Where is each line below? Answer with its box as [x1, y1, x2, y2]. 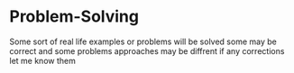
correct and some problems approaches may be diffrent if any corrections [9, 45, 285, 56]
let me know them [9, 55, 77, 66]
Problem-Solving [9, 6, 140, 27]
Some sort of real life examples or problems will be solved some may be [9, 36, 277, 47]
